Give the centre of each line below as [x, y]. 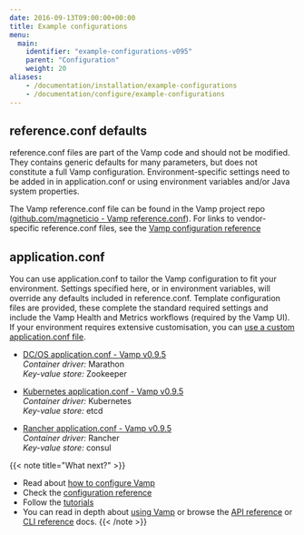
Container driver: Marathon [74, 364]
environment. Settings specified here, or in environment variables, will [140, 288]
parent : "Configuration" [73, 60]
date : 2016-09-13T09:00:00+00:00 [73, 18]
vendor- [251, 218]
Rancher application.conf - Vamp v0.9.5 [97, 429]
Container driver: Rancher [71, 439]
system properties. [44, 191]
